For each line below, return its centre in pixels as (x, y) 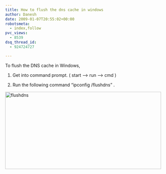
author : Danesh (21, 14)
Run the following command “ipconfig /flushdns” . (64, 85)
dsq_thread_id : (21, 42)
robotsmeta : (17, 24)
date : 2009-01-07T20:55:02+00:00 (40, 19)
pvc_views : (16, 33)
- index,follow (25, 28)
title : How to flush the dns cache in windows (54, 10)
